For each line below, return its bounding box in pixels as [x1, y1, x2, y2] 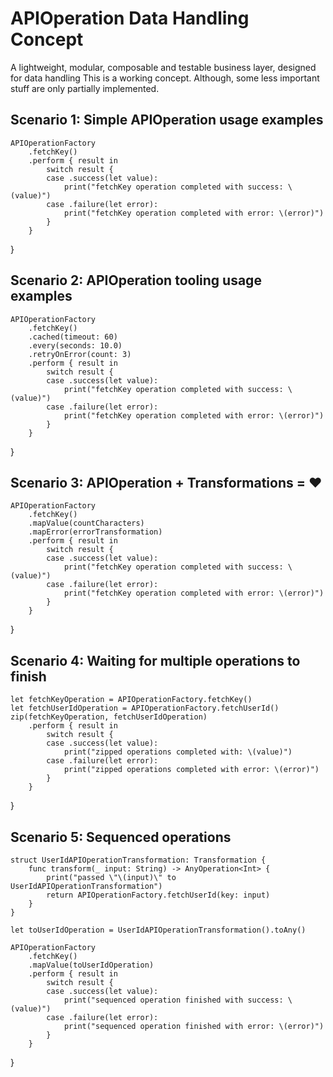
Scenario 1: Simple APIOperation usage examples [10, 112, 324, 129]
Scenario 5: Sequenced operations [10, 828, 232, 846]
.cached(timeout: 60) [28, 332, 118, 342]
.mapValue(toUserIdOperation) [28, 960, 155, 970]
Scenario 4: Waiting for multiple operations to [10, 652, 301, 669]
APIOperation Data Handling [10, 7, 250, 30]
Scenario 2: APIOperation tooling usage [10, 272, 262, 289]
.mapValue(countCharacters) [28, 518, 145, 529]
